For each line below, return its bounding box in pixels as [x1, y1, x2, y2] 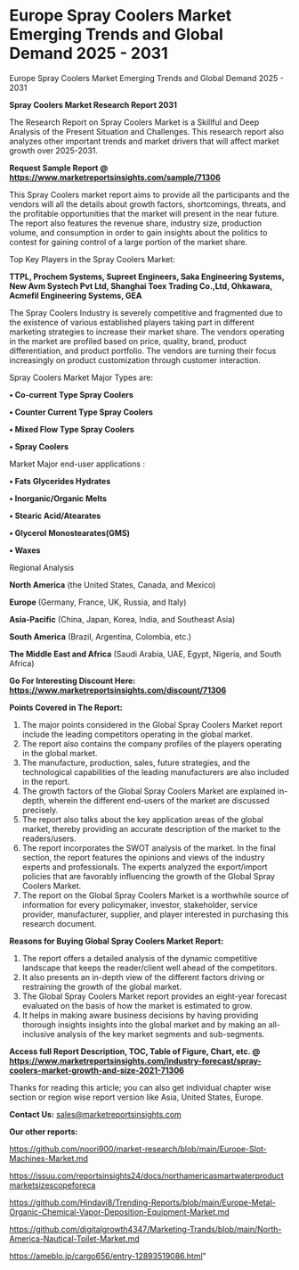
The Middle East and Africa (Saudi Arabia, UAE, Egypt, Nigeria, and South [9, 648, 282, 659]
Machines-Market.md [9, 1152, 89, 1164]
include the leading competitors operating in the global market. [21, 729, 254, 739]
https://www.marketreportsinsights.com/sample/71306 [9, 171, 221, 183]
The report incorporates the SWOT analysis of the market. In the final [21, 842, 276, 853]
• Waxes [9, 545, 41, 556]
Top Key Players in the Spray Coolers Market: [9, 253, 175, 264]
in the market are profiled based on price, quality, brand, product [9, 335, 247, 346]
